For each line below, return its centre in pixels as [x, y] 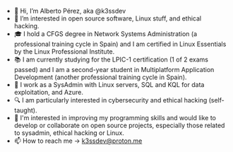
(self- [216, 100]
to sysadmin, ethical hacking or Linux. [69, 133]
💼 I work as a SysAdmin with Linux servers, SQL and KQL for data [109, 84]
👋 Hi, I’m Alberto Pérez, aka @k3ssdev [70, 11]
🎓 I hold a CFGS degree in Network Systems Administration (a [106, 34]
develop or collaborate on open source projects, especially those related [119, 125]
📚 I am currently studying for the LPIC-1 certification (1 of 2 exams [111, 59]
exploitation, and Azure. [48, 92]
